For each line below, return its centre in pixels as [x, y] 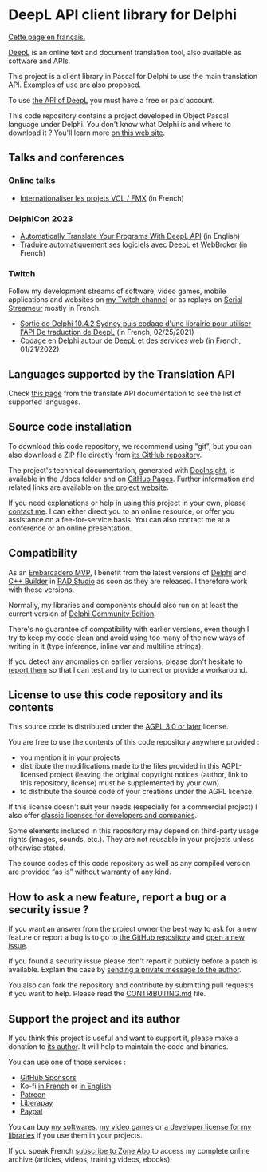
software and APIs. [39, 61]
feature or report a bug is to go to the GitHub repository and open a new [127, 937]
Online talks [32, 181]
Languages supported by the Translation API [122, 374]
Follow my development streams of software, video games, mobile [117, 291]
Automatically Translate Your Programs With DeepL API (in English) [130, 236]
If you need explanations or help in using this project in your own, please [128, 503]
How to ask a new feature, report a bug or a [117, 897]
